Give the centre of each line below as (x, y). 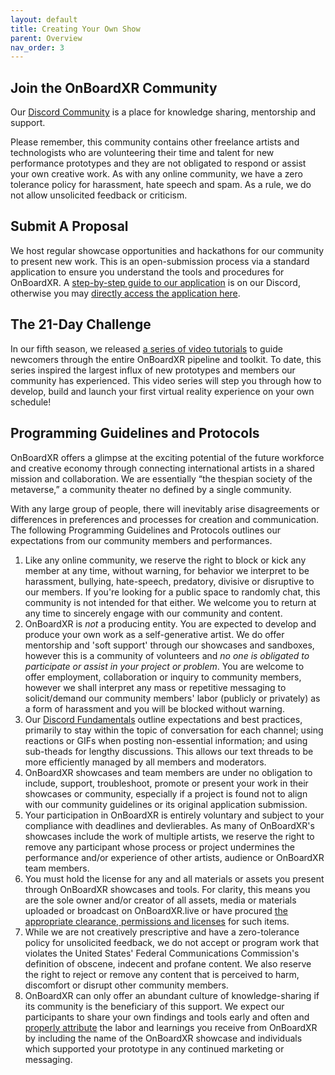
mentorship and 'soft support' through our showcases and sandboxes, (169, 645)
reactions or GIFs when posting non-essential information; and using (166, 740)
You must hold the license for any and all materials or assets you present (174, 878)
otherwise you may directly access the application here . (125, 293)
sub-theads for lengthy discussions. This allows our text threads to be (169, 751)
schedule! (31, 402)
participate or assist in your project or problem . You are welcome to (164, 666)
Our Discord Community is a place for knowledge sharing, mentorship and (163, 112)
